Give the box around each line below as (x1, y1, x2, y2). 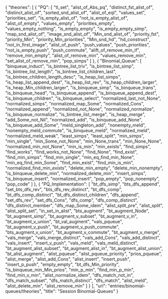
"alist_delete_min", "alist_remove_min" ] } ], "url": (5, 283, 107, 289)
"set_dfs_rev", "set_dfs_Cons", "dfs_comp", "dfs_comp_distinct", (5, 197, 138, 203)
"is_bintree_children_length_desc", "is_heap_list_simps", (5, 74, 122, 80)
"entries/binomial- (107, 283, 146, 289)
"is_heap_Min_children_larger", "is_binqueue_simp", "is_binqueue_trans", (5, 85, 156, 90)
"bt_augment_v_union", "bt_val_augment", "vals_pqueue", (5, 219, 124, 224)
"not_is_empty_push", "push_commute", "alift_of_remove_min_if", (5, 47, 140, 53)
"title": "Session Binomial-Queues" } (43, 288, 119, 294)
